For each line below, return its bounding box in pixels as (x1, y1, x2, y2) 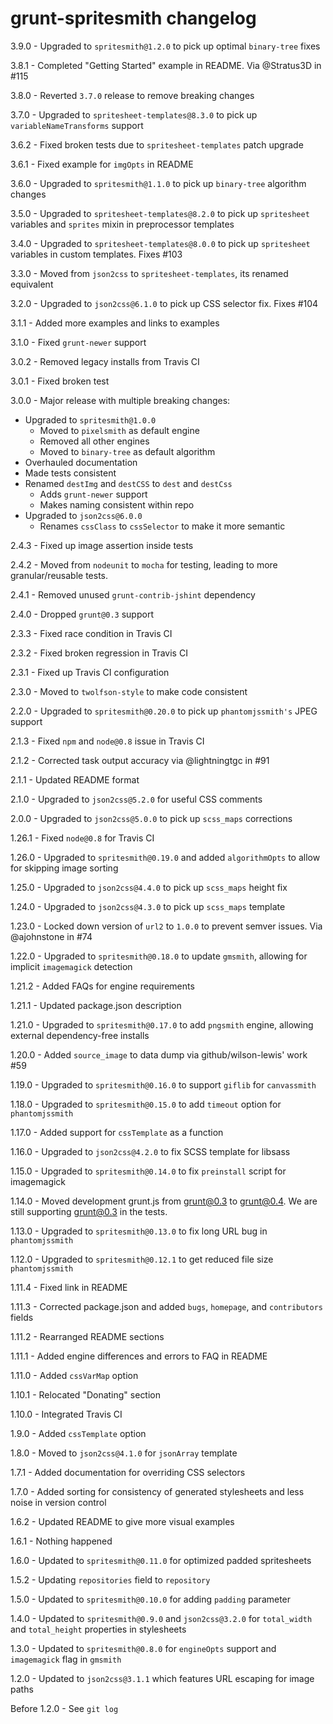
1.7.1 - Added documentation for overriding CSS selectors (10, 1466, 246, 1478)
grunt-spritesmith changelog (10, 7, 257, 30)
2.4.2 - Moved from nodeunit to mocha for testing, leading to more (10, 558, 278, 571)
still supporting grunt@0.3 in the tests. (10, 1205, 168, 1217)
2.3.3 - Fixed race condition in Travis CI (10, 627, 173, 639)
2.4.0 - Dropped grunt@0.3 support (10, 608, 154, 620)
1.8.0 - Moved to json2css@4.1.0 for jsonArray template (10, 1447, 238, 1459)
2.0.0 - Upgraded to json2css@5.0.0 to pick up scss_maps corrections (10, 812, 293, 824)
